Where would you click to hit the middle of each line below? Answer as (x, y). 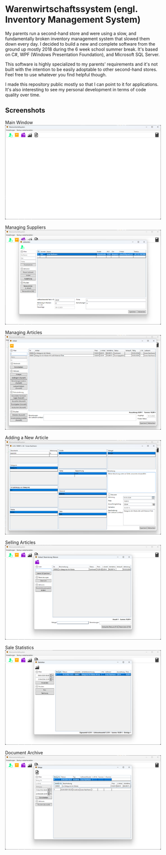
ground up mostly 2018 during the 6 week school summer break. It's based (82, 49)
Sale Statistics (20, 648)
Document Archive (24, 752)
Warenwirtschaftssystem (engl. (71, 9)
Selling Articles (21, 542)
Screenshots (25, 110)
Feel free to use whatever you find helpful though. (56, 74)
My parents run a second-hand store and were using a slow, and (71, 33)
